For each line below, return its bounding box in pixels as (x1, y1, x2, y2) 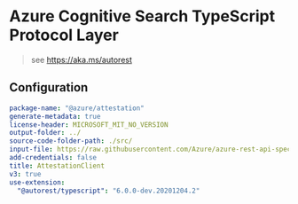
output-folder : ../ (9, 129, 82, 137)
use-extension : (9, 177, 66, 187)
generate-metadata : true (9, 112, 101, 121)
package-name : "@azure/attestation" (9, 104, 145, 113)
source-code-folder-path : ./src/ (9, 137, 133, 145)
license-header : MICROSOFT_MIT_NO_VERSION (9, 120, 169, 129)
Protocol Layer (9, 25, 120, 45)
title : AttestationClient (9, 161, 105, 170)
